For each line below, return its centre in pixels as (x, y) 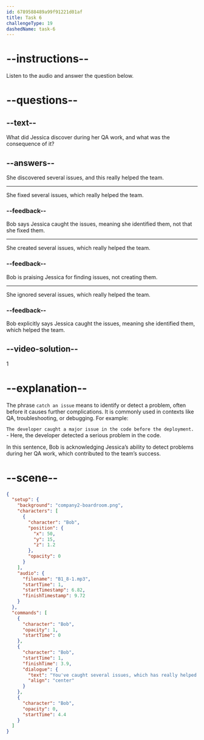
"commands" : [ (29, 613)
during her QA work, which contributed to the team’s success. (83, 453)
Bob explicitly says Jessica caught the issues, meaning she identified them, (101, 323)
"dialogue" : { (40, 669)
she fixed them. (26, 230)
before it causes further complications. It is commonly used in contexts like (100, 412)
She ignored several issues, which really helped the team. (78, 294)
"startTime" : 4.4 (44, 714)
